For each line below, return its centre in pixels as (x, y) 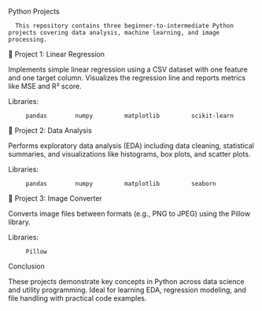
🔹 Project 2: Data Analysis (50, 130)
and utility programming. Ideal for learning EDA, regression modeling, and (127, 290)
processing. (28, 39)
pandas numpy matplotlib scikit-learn (130, 116)
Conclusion (27, 266)
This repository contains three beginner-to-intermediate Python (125, 26)
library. (20, 222)
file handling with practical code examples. (77, 298)
